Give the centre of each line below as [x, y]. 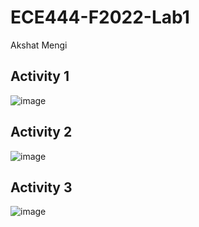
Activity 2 [41, 132]
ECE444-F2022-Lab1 [100, 17]
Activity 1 [40, 76]
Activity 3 [41, 187]
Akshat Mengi [39, 45]
